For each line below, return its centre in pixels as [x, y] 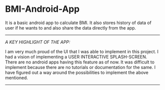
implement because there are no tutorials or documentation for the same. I [80, 67]
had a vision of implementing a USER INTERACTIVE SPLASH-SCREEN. [76, 57]
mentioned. [17, 78]
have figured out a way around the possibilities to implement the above [77, 72]
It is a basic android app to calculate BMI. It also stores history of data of [78, 23]
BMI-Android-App [42, 9]
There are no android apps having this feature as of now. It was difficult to [80, 62]
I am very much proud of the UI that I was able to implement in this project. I [82, 51]
